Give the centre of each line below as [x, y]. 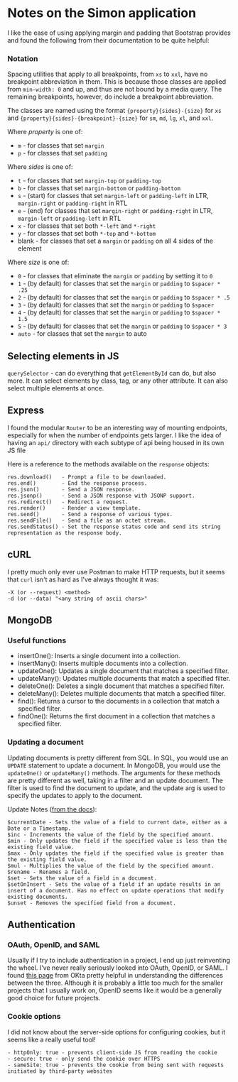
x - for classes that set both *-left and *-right [87, 226]
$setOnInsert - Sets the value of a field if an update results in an [114, 884]
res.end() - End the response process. [77, 483]
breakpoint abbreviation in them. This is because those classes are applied [117, 82]
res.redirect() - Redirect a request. [68, 502]
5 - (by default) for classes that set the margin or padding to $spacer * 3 [122, 326]
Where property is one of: [45, 132]
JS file [17, 450]
